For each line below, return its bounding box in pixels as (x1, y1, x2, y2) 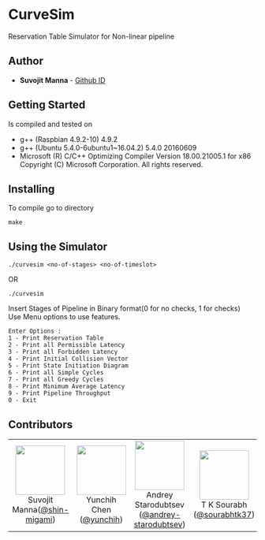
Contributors (8, 418, 73, 431)
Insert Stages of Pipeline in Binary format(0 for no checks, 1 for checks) (8, 304, 241, 313)
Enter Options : (8, 327, 62, 336)
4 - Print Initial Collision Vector (8, 355, 129, 363)
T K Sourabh (200, 499, 248, 510)
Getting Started (8, 99, 86, 112)
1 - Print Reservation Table (8, 334, 104, 342)
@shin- (40, 505, 69, 515)
